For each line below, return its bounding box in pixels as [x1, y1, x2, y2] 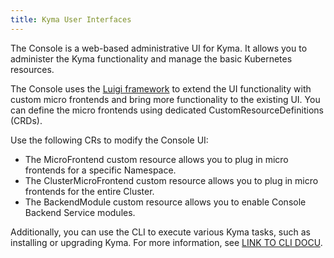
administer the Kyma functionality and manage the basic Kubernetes [10, 52, 293, 65]
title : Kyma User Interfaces [10, 14, 132, 25]
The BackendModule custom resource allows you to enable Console [24, 196, 307, 208]
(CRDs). [10, 114, 43, 126]
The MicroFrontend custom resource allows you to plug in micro [24, 153, 289, 165]
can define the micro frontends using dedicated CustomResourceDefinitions [10, 104, 324, 116]
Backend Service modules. [24, 206, 136, 218]
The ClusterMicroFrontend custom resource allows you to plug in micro [24, 174, 319, 186]
